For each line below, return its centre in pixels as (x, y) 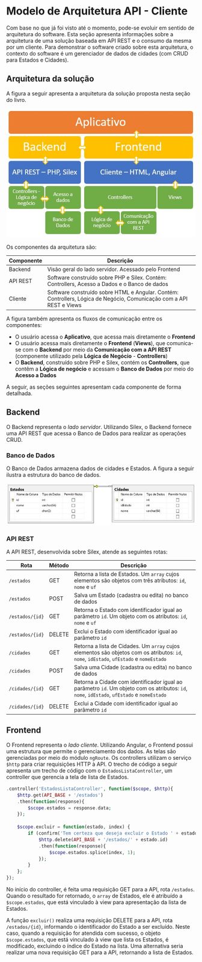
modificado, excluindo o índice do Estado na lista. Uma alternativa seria (95, 946)
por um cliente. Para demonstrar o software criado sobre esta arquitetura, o (100, 47)
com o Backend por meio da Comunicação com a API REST (97, 349)
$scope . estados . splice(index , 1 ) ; (92, 852)
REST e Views (65, 305)
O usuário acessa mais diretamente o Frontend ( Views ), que (90, 343)
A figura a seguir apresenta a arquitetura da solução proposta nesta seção (98, 93)
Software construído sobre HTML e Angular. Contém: (113, 292)
